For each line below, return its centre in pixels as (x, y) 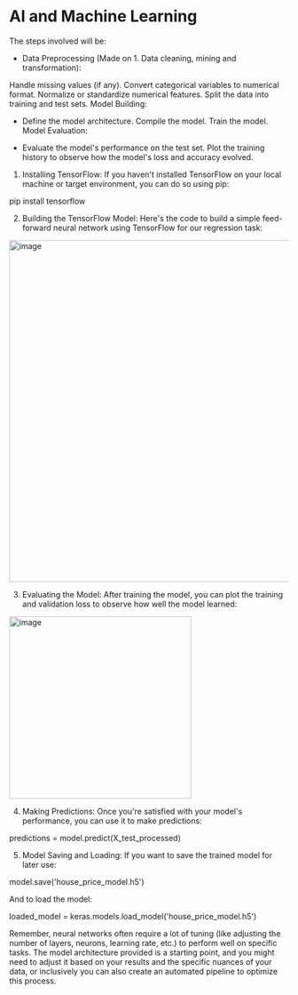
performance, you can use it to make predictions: (112, 821)
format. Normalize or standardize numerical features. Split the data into (139, 94)
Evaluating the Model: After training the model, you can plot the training (153, 594)
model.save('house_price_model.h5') (77, 881)
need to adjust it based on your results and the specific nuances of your (141, 961)
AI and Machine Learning (103, 16)
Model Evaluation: (55, 130)
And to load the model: (51, 899)
